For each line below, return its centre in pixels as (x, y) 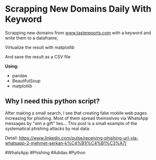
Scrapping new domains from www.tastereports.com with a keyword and (78, 33)
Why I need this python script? (52, 101)
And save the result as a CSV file (38, 56)
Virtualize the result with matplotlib (40, 47)
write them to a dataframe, (32, 38)
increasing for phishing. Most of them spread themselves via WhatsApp (77, 118)
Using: (12, 66)
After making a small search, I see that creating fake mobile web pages (76, 113)
